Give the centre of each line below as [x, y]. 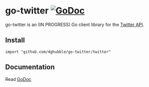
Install [15, 40]
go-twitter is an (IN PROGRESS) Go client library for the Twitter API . [75, 24]
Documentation [30, 67]
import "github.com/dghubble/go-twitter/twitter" [58, 52]
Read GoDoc [18, 79]
